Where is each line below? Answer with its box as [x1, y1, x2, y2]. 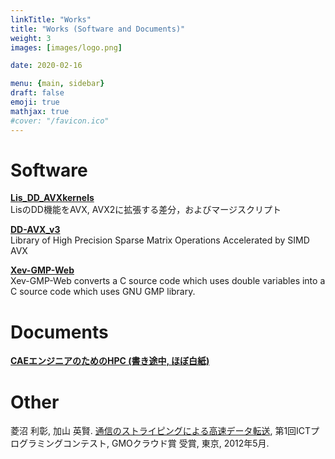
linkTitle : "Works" [10, 14, 92, 25]
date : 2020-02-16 [10, 61, 83, 71]
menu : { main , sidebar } [10, 79, 105, 89]
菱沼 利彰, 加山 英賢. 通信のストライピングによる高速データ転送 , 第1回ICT [10, 425, 312, 437]
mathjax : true [10, 106, 70, 116]
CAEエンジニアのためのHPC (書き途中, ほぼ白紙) [10, 355, 210, 367]
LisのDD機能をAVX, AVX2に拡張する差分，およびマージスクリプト [10, 204, 282, 216]
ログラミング [10, 437, 63, 450]
